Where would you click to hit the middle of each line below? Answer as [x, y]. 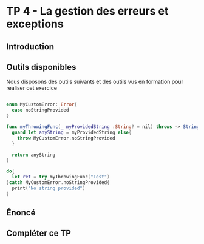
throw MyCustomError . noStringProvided [66, 138]
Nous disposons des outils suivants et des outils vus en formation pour [95, 82]
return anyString [34, 155]
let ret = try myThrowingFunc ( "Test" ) [61, 177]
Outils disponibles [41, 67]
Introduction [30, 46]
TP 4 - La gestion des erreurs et [87, 11]
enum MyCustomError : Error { [42, 104]
